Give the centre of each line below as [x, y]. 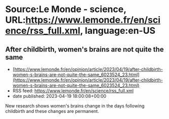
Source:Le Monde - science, [66, 9]
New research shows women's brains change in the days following [75, 106]
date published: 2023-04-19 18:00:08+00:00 [59, 96]
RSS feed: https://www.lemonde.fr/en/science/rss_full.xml [73, 91]
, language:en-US [118, 31]
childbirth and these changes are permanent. [52, 111]
